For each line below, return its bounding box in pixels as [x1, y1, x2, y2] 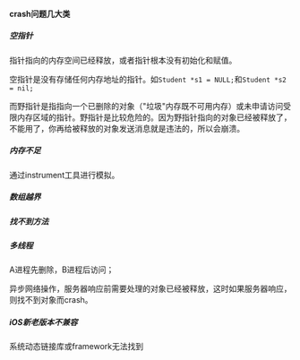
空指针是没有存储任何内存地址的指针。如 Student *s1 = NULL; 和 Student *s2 [9, 73, 287, 84]
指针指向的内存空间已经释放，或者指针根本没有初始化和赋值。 [9, 55, 237, 65]
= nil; [9, 83, 34, 93]
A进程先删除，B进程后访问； [9, 264, 115, 275]
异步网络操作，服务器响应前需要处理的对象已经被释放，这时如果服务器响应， [9, 283, 292, 295]
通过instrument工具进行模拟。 [9, 169, 120, 180]
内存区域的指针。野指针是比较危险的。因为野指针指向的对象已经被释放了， [16, 112, 292, 123]
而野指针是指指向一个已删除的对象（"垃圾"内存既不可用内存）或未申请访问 [9, 100, 284, 111]
